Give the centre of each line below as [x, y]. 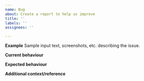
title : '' [15, 18]
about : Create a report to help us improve [50, 14]
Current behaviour [24, 55]
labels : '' [16, 23]
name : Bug [15, 9]
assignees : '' [20, 28]
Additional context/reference [35, 74]
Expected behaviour [26, 65]
